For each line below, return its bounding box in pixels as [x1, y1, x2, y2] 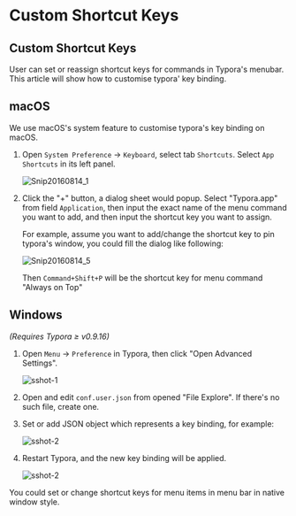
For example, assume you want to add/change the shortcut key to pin [21, 228, 276, 239]
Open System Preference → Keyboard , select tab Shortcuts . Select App [21, 149, 275, 159]
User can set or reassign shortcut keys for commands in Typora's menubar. [9, 64, 285, 74]
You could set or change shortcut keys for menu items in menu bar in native [9, 487, 285, 497]
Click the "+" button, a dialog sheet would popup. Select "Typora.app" [21, 192, 278, 204]
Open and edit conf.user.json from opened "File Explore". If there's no [21, 391, 280, 403]
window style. [9, 497, 60, 507]
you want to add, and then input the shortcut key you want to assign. [21, 212, 272, 222]
